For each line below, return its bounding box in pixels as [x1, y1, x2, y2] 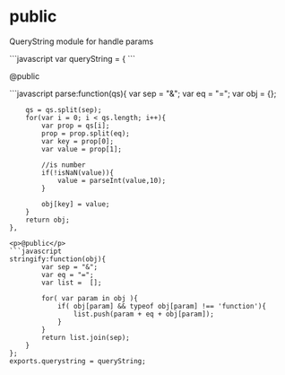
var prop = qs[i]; [41, 121, 110, 130]
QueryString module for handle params [9, 36, 154, 47]
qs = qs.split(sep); [25, 105, 102, 114]
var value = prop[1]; [41, 144, 123, 153]
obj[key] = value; [41, 199, 110, 208]
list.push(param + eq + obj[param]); [73, 310, 215, 318]
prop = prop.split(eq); [41, 128, 130, 138]
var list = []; [41, 278, 102, 287]
